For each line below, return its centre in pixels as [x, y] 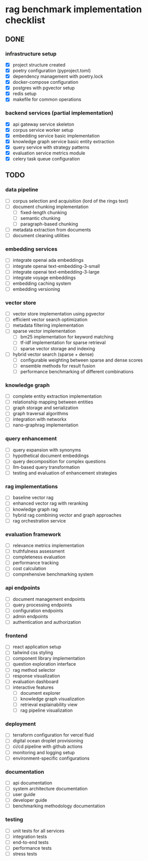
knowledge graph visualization [53, 698]
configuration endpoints [38, 610]
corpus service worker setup [43, 130]
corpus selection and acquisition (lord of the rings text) [70, 201]
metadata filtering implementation [48, 325]
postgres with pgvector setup [44, 88]
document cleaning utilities [41, 236]
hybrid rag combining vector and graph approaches [67, 515]
